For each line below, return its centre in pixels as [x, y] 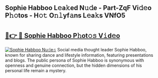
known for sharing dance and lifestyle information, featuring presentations [79, 55]
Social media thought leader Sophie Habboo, [102, 50]
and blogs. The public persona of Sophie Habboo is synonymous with [75, 60]
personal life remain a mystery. [36, 70]
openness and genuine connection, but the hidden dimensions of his [73, 65]
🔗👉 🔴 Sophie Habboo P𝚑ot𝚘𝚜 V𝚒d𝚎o [63, 36]
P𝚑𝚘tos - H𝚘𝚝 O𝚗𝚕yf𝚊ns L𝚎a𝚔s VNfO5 [65, 16]
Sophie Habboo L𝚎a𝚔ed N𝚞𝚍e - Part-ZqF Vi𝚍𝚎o [78, 8]
